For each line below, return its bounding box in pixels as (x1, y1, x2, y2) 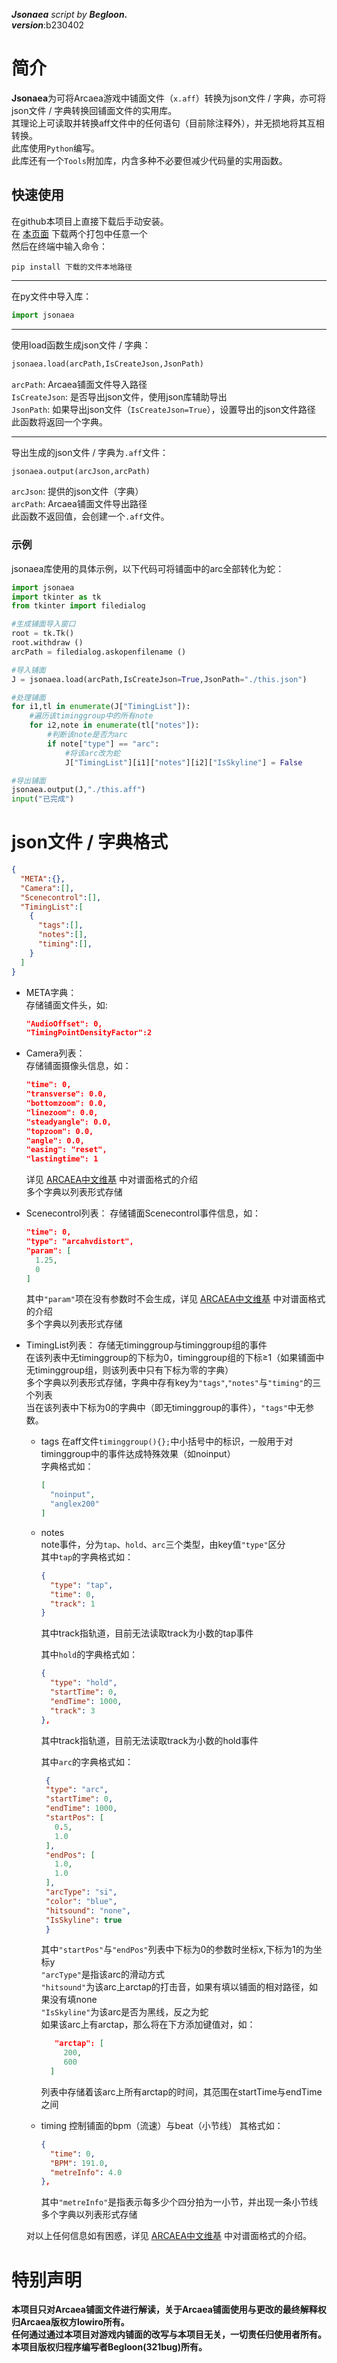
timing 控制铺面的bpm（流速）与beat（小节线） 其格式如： (40, 2119, 284, 2131)
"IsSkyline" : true (45, 1915, 123, 1925)
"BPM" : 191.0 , (49, 2158, 109, 2168)
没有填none (49, 1994, 98, 2006)
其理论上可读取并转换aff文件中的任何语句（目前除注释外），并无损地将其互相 (11, 117, 325, 129)
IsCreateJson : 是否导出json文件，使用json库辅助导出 (11, 390, 228, 403)
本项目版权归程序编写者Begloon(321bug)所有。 (11, 2341, 208, 2353)
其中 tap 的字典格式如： (40, 1550, 134, 1563)
